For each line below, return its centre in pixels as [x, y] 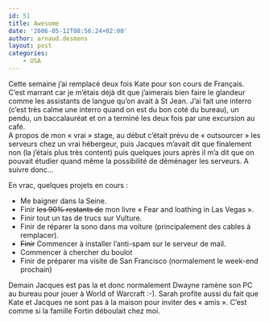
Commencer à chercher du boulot [76, 252]
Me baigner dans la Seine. [63, 201]
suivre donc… [31, 169]
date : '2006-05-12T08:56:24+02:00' [68, 31]
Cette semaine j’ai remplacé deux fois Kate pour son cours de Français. [126, 84]
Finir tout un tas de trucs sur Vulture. [81, 218]
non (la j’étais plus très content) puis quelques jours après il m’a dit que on [131, 152]
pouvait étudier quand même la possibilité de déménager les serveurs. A [129, 161]
